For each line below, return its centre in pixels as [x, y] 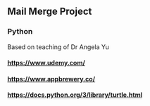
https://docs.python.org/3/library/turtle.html [75, 95]
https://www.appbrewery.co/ [51, 79]
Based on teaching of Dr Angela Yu [58, 47]
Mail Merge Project [50, 12]
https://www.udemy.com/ [46, 63]
